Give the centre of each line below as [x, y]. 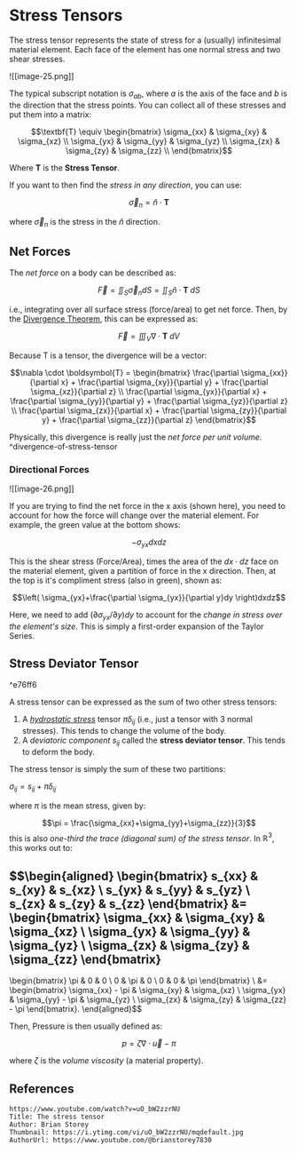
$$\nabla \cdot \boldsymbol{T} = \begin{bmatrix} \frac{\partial [125, 372]
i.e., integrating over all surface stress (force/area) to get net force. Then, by [148, 309]
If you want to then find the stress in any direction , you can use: [125, 185]
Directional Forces [50, 469]
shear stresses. [37, 59]
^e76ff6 [23, 685]
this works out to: [41, 848]
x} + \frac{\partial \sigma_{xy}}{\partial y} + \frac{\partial [164, 382]
